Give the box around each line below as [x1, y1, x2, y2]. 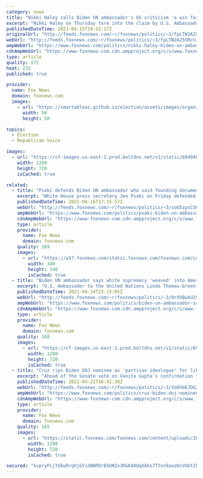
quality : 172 [6, 59, 39, 65]
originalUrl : [6, 31, 39, 38]
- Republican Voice [11, 137, 61, 144]
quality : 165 [17, 424, 50, 430]
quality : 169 [17, 244, 50, 250]
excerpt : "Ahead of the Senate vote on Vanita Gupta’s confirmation [17, 373, 193, 379]
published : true [6, 71, 47, 77]
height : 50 [22, 116, 50, 122]
